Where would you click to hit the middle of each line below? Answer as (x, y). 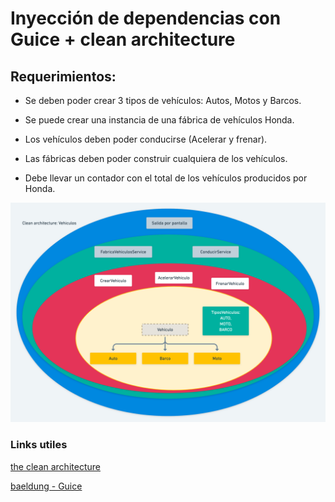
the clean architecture (55, 466)
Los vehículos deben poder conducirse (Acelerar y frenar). (146, 139)
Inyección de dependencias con (146, 18)
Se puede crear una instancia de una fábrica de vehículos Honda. (159, 120)
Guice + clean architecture (123, 39)
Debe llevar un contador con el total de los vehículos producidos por (166, 178)
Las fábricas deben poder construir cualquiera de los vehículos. (156, 158)
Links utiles (39, 445)
